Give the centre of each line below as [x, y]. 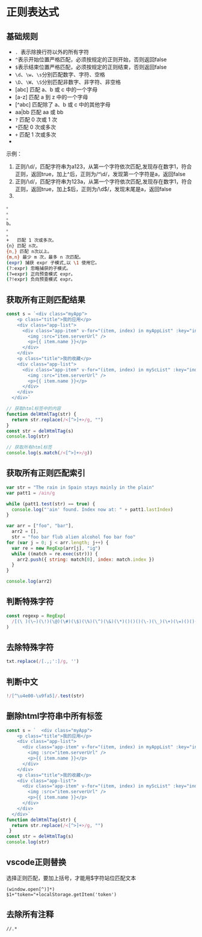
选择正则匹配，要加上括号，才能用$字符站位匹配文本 [71, 877]
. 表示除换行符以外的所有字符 [52, 52]
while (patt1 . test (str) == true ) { [51, 504]
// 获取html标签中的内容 [34, 409]
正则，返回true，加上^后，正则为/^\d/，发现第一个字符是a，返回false [100, 174]
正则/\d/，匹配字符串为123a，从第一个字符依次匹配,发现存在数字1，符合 [103, 182]
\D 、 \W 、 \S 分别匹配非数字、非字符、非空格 [68, 82]
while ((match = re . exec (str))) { [55, 554]
